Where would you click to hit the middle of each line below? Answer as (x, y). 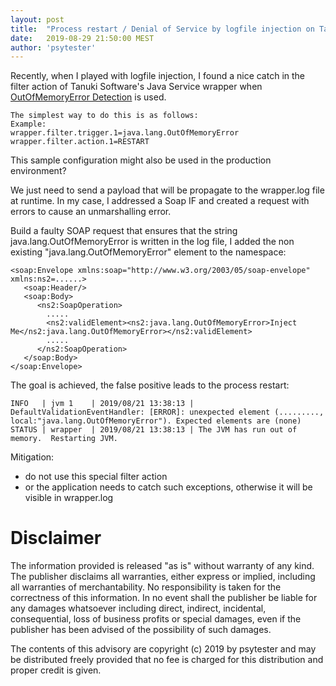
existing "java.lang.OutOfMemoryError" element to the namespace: (148, 252)
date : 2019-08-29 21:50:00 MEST (82, 38)
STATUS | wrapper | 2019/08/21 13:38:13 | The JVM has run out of (154, 430)
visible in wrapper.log (69, 498)
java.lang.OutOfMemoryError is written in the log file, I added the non (152, 242)
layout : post (37, 19)
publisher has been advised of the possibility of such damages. (141, 630)
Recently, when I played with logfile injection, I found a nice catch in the (158, 76)
